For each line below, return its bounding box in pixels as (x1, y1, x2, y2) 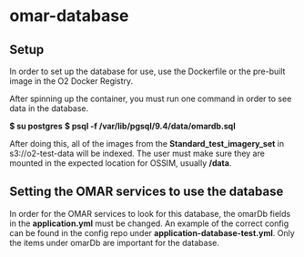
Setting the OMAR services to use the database (9, 184, 284, 200)
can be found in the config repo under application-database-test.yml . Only (9, 227, 296, 238)
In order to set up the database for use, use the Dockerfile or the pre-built (9, 66, 286, 77)
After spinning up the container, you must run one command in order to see (9, 93, 292, 104)
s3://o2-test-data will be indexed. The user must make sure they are (9, 148, 266, 159)
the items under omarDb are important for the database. (9, 237, 220, 248)
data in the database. (9, 103, 89, 114)
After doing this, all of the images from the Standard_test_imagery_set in (9, 139, 285, 149)
